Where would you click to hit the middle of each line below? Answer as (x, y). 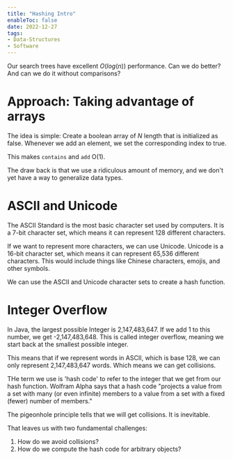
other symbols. (29, 268)
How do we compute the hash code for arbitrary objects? (99, 449)
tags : (15, 33)
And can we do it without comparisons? (64, 73)
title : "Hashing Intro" (42, 14)
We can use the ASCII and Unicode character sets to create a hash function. (116, 282)
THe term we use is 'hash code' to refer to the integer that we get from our (114, 378)
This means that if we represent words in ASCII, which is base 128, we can (114, 357)
